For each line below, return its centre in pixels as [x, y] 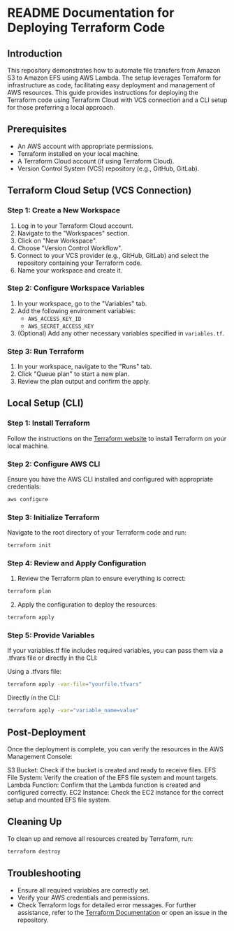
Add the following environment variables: [76, 311]
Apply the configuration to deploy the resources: [87, 605]
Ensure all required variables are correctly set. [83, 890]
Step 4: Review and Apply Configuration [77, 563]
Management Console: [40, 757]
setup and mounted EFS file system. [59, 800]
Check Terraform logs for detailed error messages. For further [107, 905]
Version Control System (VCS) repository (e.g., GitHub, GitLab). [108, 168]
